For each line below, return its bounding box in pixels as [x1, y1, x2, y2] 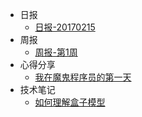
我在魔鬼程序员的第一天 [34, 71, 132, 83]
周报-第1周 [34, 46, 78, 58]
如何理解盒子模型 [34, 96, 106, 108]
